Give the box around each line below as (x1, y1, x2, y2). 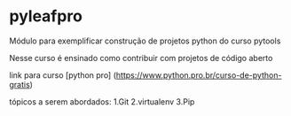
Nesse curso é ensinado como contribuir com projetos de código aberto (9, 52, 273, 63)
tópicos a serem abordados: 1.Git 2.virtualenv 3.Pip (9, 96, 195, 107)
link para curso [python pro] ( (9, 69, 117, 81)
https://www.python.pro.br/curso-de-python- (115, 69, 282, 81)
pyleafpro (9, 6, 83, 27)
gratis (9, 79, 31, 89)
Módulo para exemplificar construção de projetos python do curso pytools (9, 35, 281, 46)
